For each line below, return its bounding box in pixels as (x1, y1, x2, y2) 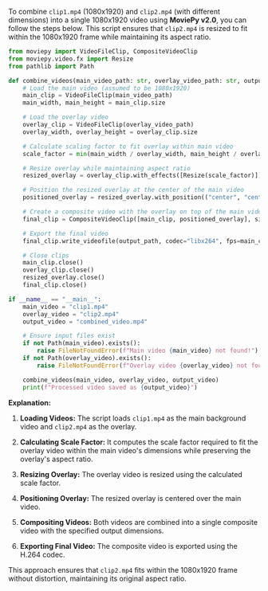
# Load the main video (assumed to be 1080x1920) (22, 84, 191, 92)
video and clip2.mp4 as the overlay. (19, 421, 137, 431)
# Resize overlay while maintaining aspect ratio (22, 164, 191, 172)
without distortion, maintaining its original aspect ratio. (8, 573, 187, 583)
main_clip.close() (22, 259, 84, 267)
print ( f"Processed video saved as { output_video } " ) (22, 383, 198, 391)
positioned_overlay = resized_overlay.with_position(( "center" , (22, 194, 241, 202)
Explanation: (8, 397, 52, 407)
